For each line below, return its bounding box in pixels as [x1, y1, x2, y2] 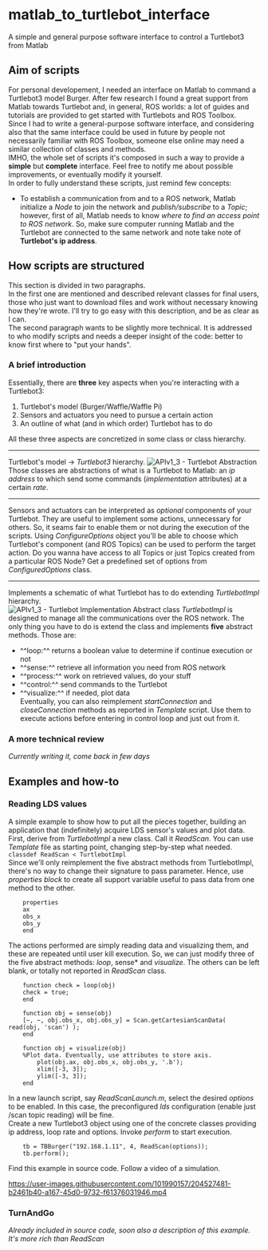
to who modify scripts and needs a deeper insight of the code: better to [8, 331, 243, 341]
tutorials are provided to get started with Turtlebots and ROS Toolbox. [8, 110, 237, 120]
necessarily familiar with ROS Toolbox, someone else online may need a [8, 136, 245, 145]
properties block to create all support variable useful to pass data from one [8, 874, 255, 884]
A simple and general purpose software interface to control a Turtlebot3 [8, 32, 245, 42]
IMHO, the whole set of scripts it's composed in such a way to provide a [8, 152, 245, 162]
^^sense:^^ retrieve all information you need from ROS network [19, 663, 227, 672]
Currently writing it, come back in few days [8, 752, 150, 761]
